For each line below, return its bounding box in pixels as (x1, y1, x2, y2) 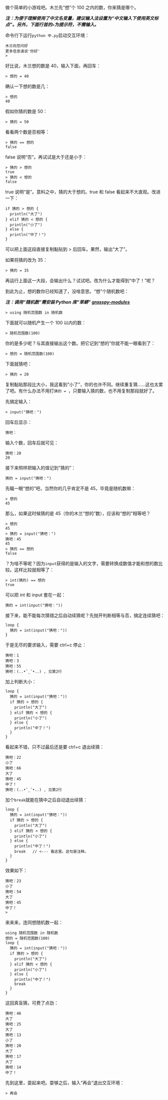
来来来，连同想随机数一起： (5, 920, 63, 925)
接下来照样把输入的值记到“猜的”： (5, 465, 76, 470)
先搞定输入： (5, 398, 32, 405)
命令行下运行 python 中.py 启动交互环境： (5, 32, 90, 38)
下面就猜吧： (5, 361, 32, 366)
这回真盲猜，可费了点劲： (5, 1000, 59, 1006)
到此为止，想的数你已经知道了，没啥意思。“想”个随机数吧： (5, 288, 129, 294)
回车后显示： (5, 419, 32, 425)
